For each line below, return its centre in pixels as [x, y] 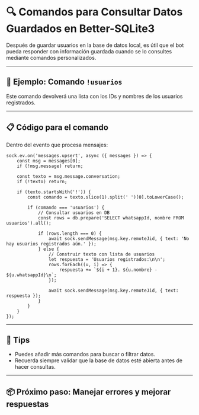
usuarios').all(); [29, 223]
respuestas [28, 404]
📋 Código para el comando [57, 128]
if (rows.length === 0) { [70, 233]
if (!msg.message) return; [50, 166]
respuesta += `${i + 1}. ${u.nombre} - [108, 270]
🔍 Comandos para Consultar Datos [94, 12]
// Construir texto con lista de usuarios [102, 254]
